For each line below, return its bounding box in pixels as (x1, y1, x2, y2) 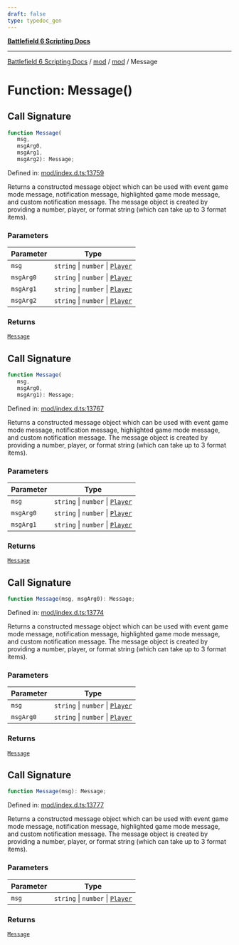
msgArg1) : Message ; (16, 391, 75, 398)
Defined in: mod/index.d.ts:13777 (7, 801, 105, 810)
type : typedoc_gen (7, 17, 62, 24)
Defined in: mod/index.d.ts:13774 (7, 609, 105, 617)
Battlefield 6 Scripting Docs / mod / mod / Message (7, 57, 158, 66)
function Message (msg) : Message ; (7, 788, 107, 795)
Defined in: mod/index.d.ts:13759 (7, 168, 105, 177)
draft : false (7, 10, 46, 18)
